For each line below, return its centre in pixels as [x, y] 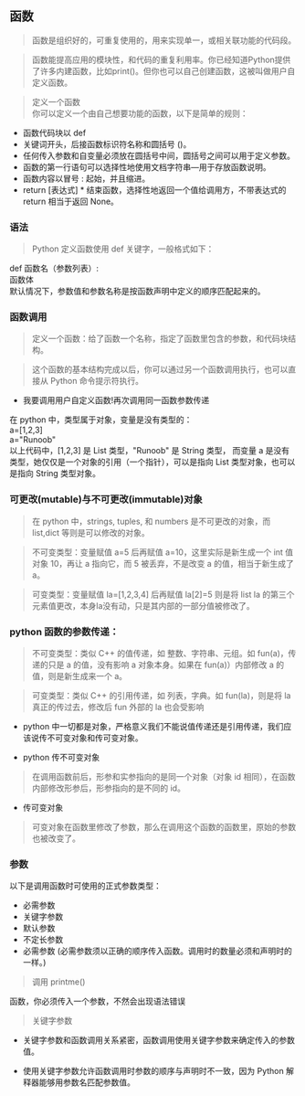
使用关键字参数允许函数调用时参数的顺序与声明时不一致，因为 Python [153, 1071]
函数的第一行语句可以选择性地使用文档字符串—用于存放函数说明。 [147, 166]
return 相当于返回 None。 [70, 201]
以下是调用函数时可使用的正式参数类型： [85, 886]
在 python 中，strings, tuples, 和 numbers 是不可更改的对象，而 [151, 521]
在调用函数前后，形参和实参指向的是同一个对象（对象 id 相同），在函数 [163, 777]
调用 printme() [58, 982]
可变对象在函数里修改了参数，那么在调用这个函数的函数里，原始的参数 [164, 827]
